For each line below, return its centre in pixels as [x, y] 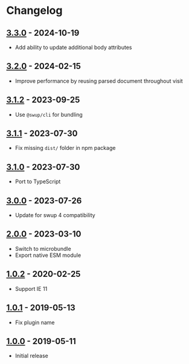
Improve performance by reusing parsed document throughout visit [99, 81]
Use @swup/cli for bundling [49, 114]
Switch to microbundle [43, 249]
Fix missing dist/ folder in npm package [65, 148]
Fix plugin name [35, 322]
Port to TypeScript [38, 181]
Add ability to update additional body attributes [73, 47]
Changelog [34, 11]
